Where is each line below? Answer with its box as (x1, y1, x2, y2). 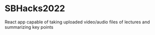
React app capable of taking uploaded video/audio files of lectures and (4, 19, 150, 25)
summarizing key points (4, 24, 54, 30)
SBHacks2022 (4, 3, 66, 14)
